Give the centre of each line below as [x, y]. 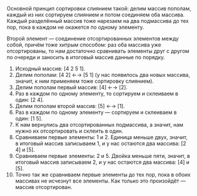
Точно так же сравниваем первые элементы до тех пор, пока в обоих [103, 175]
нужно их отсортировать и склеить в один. [69, 131]
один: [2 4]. [30, 100]
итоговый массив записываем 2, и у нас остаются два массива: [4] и [102, 162]
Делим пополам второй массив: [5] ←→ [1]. [70, 106]
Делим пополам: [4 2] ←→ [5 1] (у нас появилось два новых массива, [102, 75]
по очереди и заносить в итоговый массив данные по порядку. [86, 57]
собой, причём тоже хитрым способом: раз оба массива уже [84, 45]
